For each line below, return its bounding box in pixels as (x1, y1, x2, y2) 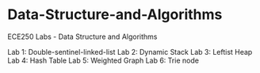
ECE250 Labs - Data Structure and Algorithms (7, 32, 158, 41)
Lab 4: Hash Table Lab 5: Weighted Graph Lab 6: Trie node (7, 56, 200, 65)
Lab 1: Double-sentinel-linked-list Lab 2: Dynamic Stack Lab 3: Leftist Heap (7, 47, 253, 56)
